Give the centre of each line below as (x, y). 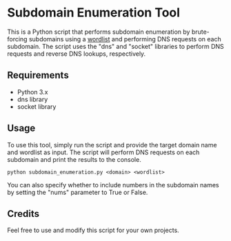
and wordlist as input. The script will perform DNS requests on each (103, 152)
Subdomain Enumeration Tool (94, 13)
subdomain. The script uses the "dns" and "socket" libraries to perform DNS (115, 46)
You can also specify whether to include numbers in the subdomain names (113, 185)
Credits (23, 214)
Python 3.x (32, 92)
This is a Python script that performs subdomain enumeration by (99, 32)
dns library (32, 99)
